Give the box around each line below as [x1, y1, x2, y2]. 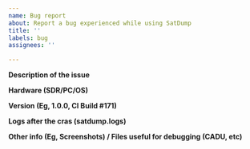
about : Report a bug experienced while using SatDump [8, 19, 192, 27]
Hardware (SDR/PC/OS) [8, 85, 89, 96]
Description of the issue [8, 70, 90, 80]
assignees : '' [8, 41, 56, 49]
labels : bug [8, 33, 48, 42]
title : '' [8, 26, 42, 34]
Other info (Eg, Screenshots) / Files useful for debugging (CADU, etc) [8, 132, 243, 142]
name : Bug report [8, 11, 67, 20]
